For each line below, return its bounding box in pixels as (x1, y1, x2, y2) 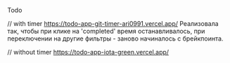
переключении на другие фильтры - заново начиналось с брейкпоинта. (7, 34, 224, 43)
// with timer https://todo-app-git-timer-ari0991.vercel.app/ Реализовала (7, 20, 219, 27)
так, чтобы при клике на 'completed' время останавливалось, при (7, 27, 205, 35)
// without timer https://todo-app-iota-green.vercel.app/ (7, 48, 170, 56)
